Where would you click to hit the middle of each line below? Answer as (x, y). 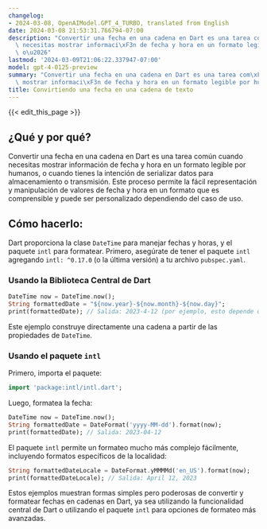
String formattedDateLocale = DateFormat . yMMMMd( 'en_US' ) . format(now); (129, 470)
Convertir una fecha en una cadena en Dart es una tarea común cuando (126, 157)
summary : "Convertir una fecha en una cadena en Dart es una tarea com (129, 75)
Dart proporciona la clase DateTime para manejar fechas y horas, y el (120, 243)
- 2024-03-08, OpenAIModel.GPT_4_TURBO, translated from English (118, 23)
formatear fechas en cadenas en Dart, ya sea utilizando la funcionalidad (126, 501)
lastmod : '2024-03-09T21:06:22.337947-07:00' (85, 60)
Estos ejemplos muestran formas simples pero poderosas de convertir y (126, 493)
